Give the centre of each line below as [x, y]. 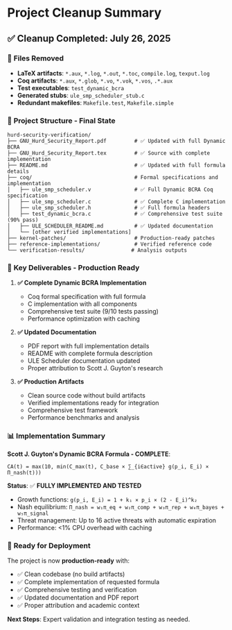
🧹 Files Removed [36, 58]
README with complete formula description [90, 354]
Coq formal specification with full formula [87, 297]
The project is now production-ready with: [69, 561]
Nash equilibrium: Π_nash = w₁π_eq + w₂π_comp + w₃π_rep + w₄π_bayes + [121, 506]
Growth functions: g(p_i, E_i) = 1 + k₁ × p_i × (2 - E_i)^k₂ [107, 499]
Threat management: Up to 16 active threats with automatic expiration [117, 520]
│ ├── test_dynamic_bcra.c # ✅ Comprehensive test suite [115, 214]
